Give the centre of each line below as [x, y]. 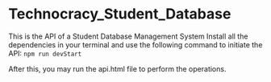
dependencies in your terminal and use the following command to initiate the [135, 44]
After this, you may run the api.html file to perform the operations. [117, 68]
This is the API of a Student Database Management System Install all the [128, 36]
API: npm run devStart [45, 53]
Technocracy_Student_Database [120, 14]
